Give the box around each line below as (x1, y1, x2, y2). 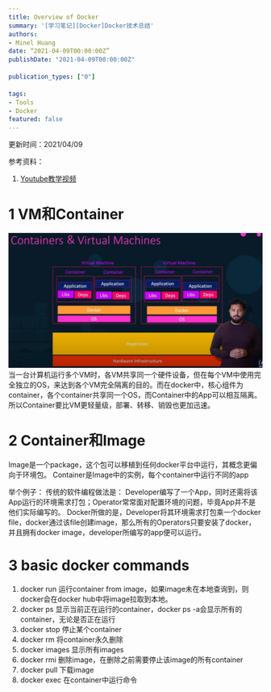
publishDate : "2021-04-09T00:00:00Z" (8, 56, 135, 64)
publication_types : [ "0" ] (8, 73, 95, 81)
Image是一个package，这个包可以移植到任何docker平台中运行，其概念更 (8, 459, 251, 469)
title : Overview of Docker (8, 13, 99, 21)
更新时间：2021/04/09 (8, 140, 83, 150)
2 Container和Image (8, 432, 146, 450)
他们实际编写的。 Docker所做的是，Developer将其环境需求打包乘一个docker (8, 507, 261, 517)
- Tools (8, 98, 35, 107)
